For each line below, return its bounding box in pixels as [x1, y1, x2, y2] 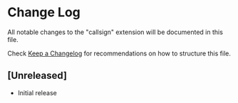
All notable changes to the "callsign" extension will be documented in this [7, 28, 223, 36]
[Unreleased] [7, 70, 68, 82]
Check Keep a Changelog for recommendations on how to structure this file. [7, 49, 232, 58]
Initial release [17, 88, 57, 97]
